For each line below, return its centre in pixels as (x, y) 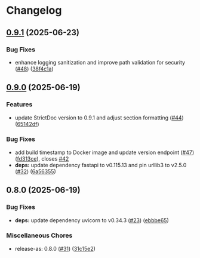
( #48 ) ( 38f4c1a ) (34, 69)
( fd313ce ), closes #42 (42, 158)
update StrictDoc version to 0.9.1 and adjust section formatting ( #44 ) (99, 118)
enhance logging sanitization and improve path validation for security (100, 62)
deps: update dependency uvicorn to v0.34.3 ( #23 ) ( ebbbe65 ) (92, 220)
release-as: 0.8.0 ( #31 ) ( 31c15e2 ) (55, 248)
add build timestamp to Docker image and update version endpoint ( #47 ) (104, 152)
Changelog (34, 10)
